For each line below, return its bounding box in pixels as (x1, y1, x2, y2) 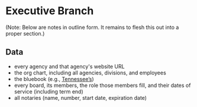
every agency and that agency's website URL (14, 63, 125, 70)
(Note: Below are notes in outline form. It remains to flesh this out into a (5, 24, 179, 31)
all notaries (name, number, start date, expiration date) (14, 94, 147, 101)
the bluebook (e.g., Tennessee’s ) (14, 75, 94, 82)
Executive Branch (5, 4, 94, 18)
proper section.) (5, 30, 45, 37)
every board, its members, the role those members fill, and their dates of (14, 82, 191, 89)
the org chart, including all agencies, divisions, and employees (14, 69, 166, 76)
